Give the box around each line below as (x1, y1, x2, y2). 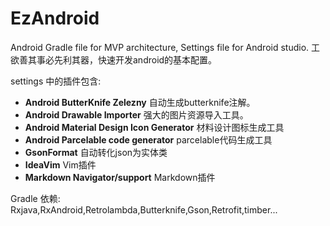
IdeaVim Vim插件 (24, 158, 97, 171)
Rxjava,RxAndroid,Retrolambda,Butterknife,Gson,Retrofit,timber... (10, 203, 278, 216)
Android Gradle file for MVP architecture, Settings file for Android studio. (10, 41, 310, 53)
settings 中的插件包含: (10, 75, 102, 87)
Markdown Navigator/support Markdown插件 (24, 171, 216, 183)
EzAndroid (10, 7, 100, 30)
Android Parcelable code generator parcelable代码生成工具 (24, 133, 273, 146)
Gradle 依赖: (10, 192, 61, 204)
